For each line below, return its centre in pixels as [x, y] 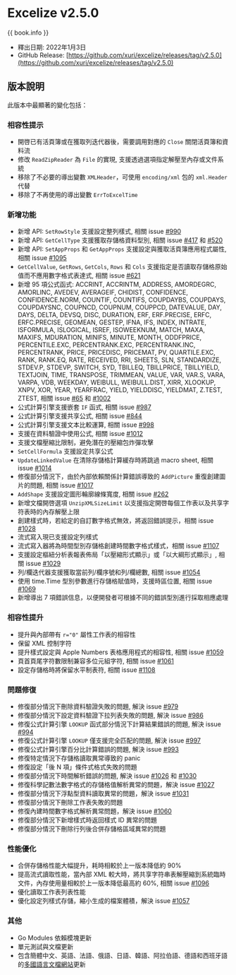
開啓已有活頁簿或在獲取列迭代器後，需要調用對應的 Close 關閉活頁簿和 [120, 142]
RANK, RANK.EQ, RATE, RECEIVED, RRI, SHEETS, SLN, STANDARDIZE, [119, 360]
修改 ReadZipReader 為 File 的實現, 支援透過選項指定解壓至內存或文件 [118, 160]
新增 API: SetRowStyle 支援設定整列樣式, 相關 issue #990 [99, 232]
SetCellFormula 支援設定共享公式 [65, 451]
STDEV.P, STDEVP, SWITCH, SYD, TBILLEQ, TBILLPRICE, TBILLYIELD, [118, 367]
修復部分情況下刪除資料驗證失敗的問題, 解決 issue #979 [98, 706]
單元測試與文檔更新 [45, 946]
